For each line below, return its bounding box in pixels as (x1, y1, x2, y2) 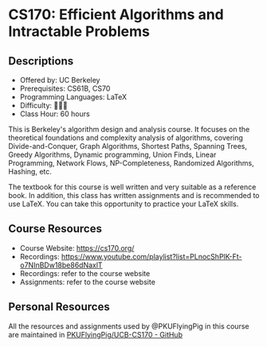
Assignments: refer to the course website (19, 277, 155, 287)
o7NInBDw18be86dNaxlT (19, 260, 103, 270)
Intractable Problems (8, 22, 150, 41)
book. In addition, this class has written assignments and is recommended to (8, 191, 260, 200)
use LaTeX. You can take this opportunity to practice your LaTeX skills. (8, 199, 239, 209)
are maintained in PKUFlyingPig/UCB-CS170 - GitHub (8, 329, 183, 339)
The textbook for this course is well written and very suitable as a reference (8, 182, 257, 192)
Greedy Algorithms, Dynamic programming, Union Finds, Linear (8, 150, 217, 159)
